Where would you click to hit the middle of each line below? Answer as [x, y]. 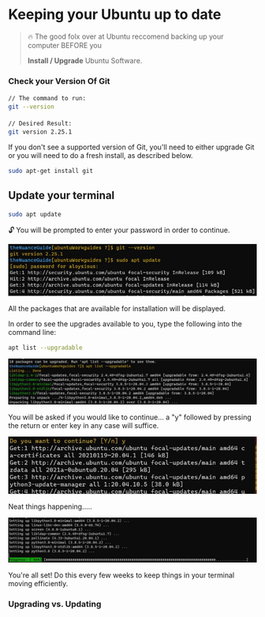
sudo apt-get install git [50, 171]
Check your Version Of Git [59, 81]
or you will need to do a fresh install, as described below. [101, 155]
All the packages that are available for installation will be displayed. [117, 309]
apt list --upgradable [45, 348]
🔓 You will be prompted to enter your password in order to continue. [119, 230]
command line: [32, 333]
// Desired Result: [40, 123]
